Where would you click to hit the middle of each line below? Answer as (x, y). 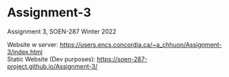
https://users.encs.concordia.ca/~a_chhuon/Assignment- (141, 44)
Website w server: (33, 44)
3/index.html (25, 52)
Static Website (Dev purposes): (51, 59)
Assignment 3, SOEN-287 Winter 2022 (62, 31)
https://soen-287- (122, 59)
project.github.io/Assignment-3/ (53, 66)
